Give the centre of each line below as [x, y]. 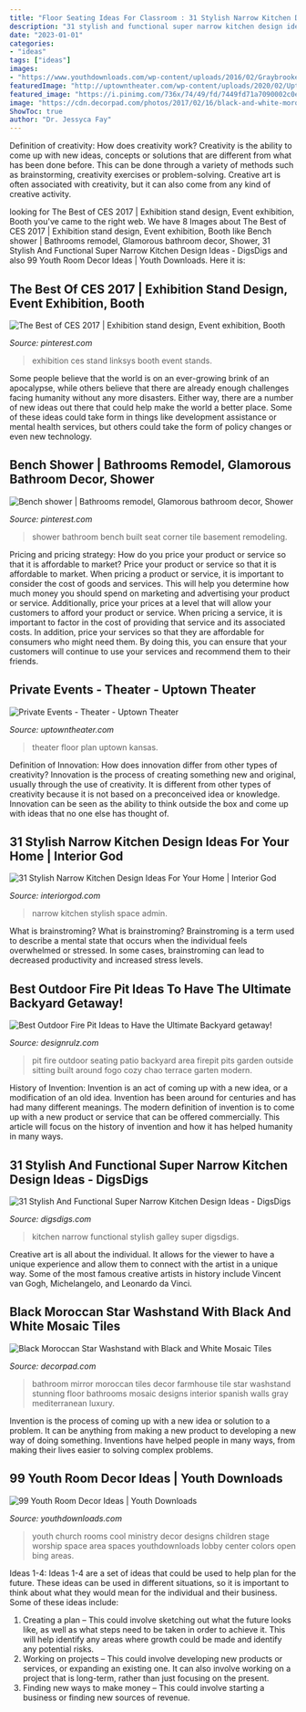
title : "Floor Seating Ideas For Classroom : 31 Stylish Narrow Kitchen [150, 18]
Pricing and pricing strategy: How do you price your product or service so [148, 554]
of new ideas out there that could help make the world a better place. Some [151, 407]
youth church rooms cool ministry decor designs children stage [151, 1536]
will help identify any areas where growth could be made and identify [152, 1639]
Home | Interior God [66, 856]
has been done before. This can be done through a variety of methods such [152, 165]
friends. [24, 661]
